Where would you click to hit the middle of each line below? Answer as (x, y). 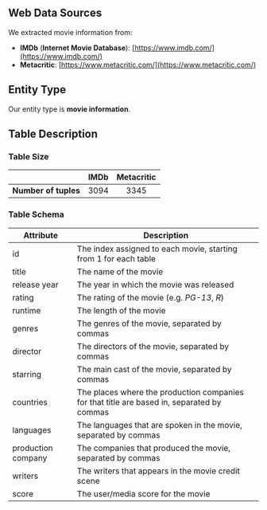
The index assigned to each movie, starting (157, 249)
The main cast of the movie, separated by (154, 369)
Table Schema (37, 214)
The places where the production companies (160, 392)
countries (30, 402)
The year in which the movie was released (155, 284)
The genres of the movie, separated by (149, 324)
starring (27, 374)
